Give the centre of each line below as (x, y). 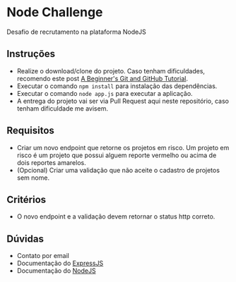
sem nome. (33, 178)
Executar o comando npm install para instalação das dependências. (117, 86)
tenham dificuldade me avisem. (63, 108)
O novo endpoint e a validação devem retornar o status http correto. (116, 216)
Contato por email (43, 256)
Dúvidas (25, 239)
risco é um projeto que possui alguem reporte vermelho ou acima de (117, 155)
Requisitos (30, 131)
